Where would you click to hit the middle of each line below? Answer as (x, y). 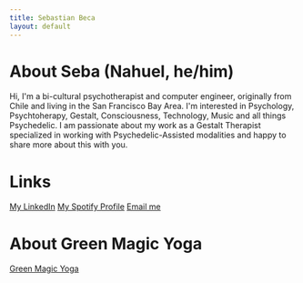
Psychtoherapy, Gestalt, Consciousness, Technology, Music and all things (148, 116)
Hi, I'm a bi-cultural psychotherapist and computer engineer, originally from (151, 96)
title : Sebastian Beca (52, 18)
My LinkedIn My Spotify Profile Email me (85, 207)
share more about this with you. (69, 145)
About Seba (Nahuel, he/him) (122, 71)
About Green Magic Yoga (106, 243)
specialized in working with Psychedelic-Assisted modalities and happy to (148, 135)
